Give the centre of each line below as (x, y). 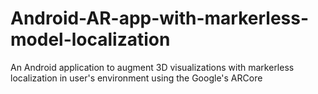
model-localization (90, 39)
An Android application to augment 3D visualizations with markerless (152, 67)
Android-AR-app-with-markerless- (160, 18)
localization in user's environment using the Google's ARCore (136, 78)
